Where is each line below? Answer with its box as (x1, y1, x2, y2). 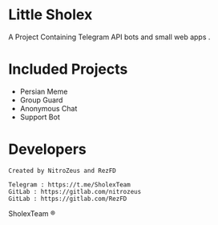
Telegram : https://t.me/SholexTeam (8, 180, 131, 189)
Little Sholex (8, 6, 93, 24)
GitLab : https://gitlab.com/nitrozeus (8, 187, 142, 195)
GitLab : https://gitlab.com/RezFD (8, 195, 127, 203)
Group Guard (19, 94, 63, 105)
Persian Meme (19, 86, 68, 96)
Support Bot (19, 112, 60, 122)
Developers (8, 140, 87, 159)
